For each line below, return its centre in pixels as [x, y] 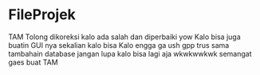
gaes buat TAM [33, 62]
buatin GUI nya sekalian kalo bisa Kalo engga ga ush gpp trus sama [119, 45]
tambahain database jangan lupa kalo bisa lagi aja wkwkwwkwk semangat [130, 53]
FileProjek [42, 15]
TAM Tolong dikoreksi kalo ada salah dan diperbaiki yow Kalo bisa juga [124, 37]
